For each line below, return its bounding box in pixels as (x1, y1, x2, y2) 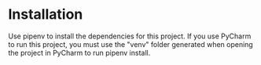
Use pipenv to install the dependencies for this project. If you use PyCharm (8, 31, 252, 41)
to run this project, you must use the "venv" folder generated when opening (8, 39, 253, 49)
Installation (8, 5, 83, 23)
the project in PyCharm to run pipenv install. (8, 48, 151, 57)
